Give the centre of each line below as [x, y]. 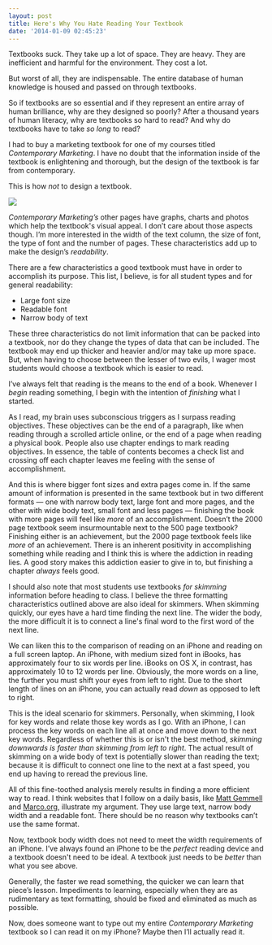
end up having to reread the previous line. [78, 774]
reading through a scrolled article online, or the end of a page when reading [135, 434]
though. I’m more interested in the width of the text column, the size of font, [135, 235]
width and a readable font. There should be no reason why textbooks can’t [133, 816]
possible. [24, 908]
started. [22, 401]
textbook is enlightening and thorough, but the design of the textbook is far [134, 162]
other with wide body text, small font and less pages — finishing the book [131, 511]
